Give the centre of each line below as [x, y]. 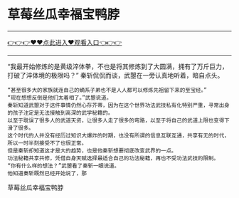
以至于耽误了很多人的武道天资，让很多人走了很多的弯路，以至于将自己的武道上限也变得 [116, 120]
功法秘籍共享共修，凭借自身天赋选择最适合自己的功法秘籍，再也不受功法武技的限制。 [113, 158]
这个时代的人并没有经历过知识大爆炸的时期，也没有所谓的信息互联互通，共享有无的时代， [118, 135]
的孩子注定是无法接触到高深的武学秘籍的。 [60, 113]
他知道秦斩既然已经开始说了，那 [47, 173]
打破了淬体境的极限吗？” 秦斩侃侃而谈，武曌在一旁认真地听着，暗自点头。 [116, 75]
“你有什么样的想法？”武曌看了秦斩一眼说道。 [64, 166]
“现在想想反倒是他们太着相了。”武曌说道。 [60, 98]
